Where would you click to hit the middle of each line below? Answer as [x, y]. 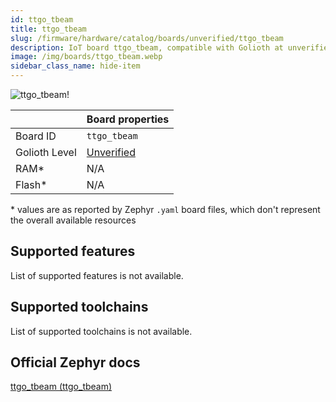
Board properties [128, 119]
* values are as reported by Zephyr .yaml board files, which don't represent [165, 209]
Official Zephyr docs [75, 362]
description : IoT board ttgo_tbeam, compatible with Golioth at [147, 47]
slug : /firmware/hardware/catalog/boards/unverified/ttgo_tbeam [147, 38]
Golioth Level [46, 152]
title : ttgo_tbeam [48, 29]
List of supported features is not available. [97, 275]
